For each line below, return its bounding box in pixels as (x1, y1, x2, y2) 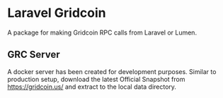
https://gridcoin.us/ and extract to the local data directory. (7, 82, 177, 91)
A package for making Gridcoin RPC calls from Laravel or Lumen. (7, 28, 197, 37)
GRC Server (7, 49, 60, 61)
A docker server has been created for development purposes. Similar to (7, 67, 217, 75)
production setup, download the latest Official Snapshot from (7, 75, 185, 83)
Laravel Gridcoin (7, 5, 106, 21)
